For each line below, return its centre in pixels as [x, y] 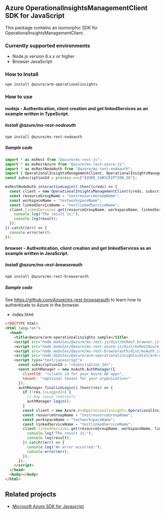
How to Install [22, 74]
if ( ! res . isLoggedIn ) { [47, 392]
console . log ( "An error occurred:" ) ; [64, 447]
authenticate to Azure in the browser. [42, 305]
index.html [23, 315]
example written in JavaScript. [37, 253]
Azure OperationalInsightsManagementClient [76, 8]
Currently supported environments [48, 45]
